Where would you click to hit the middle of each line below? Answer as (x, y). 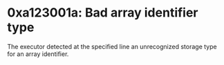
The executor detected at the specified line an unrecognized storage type (112, 46)
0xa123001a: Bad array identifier (103, 13)
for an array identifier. (38, 54)
